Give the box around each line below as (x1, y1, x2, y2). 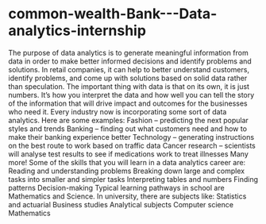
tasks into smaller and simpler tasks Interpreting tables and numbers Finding (8, 174, 259, 183)
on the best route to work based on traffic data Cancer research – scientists (8, 141, 256, 150)
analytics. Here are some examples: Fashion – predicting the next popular (8, 115, 249, 125)
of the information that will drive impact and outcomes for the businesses (8, 98, 248, 108)
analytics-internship (8, 21, 147, 40)
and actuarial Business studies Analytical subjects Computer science (8, 199, 234, 209)
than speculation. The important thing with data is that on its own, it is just (8, 81, 250, 91)
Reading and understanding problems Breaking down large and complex (8, 166, 245, 176)
